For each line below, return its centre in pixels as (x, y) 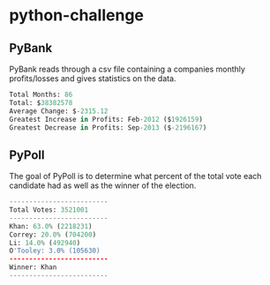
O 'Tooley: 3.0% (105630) (55, 251)
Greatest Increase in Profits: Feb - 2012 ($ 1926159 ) (106, 119)
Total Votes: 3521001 (49, 210)
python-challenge (76, 15)
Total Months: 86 (41, 94)
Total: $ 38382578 (41, 102)
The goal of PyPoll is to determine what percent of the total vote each (135, 176)
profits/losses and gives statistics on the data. (93, 79)
